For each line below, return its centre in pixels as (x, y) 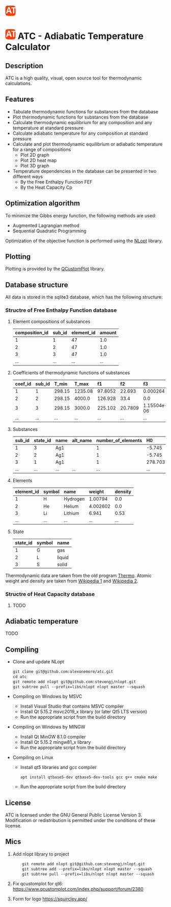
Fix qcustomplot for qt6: (38, 884)
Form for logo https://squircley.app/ (50, 899)
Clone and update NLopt (38, 662)
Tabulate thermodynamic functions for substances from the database (85, 111)
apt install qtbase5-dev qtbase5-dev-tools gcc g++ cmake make (89, 777)
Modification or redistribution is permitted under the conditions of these (80, 821)
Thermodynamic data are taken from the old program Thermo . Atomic (78, 576)
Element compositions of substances (51, 321)
